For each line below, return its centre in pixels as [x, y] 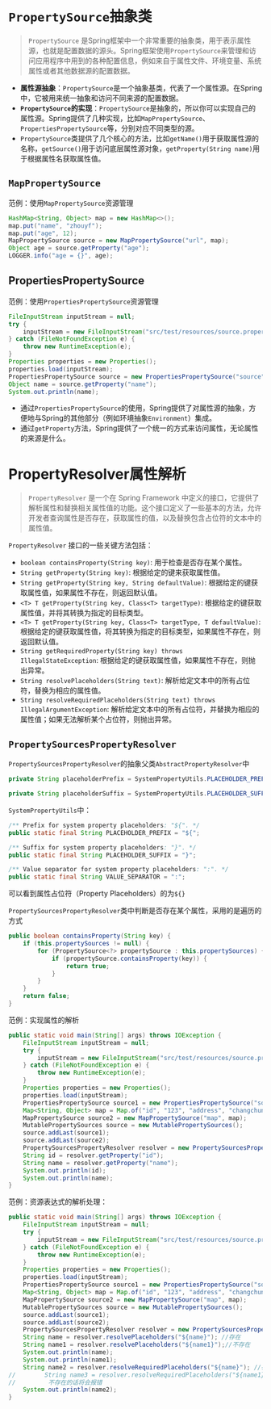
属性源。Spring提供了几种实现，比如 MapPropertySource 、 [115, 118]
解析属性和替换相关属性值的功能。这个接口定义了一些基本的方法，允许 [145, 508]
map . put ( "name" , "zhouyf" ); [56, 226]
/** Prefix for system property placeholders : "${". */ [104, 825]
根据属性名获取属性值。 [66, 158]
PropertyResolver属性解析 [97, 474]
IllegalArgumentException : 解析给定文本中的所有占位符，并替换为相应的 [140, 709]
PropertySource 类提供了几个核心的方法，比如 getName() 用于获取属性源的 [140, 138]
